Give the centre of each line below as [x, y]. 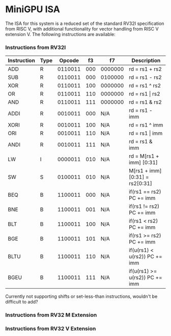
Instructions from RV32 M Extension [51, 315]
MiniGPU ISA [33, 9]
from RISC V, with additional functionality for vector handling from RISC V [82, 28]
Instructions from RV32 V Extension [51, 329]
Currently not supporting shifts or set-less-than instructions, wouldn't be [81, 296]
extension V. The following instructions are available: [60, 34]
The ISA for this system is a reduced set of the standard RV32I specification [85, 23]
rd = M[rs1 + [144, 156]
